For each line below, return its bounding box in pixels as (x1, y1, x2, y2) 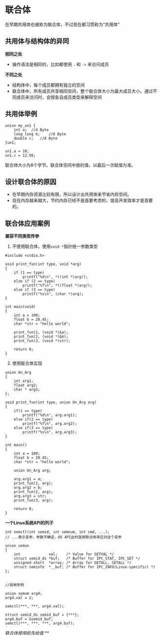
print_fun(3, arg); (14, 498, 54, 503)
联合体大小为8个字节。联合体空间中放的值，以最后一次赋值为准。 (5, 162, 136, 168)
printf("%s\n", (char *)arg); (22, 292, 84, 297)
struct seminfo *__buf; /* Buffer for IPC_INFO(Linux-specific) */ (14, 565, 156, 570)
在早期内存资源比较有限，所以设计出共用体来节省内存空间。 (12, 191, 132, 197)
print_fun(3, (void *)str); (14, 339, 71, 343)
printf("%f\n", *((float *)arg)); (22, 283, 92, 288)
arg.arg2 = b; (14, 485, 42, 490)
